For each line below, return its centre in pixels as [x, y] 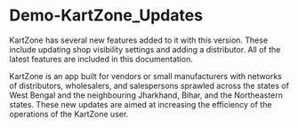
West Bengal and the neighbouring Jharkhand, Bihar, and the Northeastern [146, 95]
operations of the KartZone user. [69, 114]
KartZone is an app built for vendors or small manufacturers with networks [145, 76]
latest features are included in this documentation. [101, 59]
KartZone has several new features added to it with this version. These [139, 40]
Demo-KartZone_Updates [106, 16]
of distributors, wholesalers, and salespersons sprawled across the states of [149, 85]
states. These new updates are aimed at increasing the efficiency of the [141, 104]
